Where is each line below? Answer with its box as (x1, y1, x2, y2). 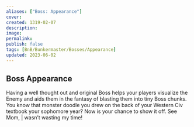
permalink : (6, 36, 33, 42)
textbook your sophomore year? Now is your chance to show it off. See (6, 108, 177, 115)
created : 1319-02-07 (6, 19, 57, 25)
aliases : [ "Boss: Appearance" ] (6, 8, 82, 15)
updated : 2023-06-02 (6, 52, 57, 58)
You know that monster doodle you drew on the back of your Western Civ (6, 102, 183, 109)
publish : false (6, 42, 43, 47)
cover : (6, 14, 22, 20)
